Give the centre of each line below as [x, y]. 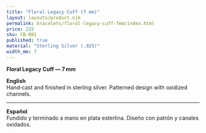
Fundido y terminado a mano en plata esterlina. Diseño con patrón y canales [103, 118]
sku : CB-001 [21, 35]
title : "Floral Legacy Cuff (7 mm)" [53, 12]
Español [17, 111]
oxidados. [19, 124]
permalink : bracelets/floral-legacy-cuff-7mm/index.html [81, 23]
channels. [19, 94]
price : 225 [20, 29]
